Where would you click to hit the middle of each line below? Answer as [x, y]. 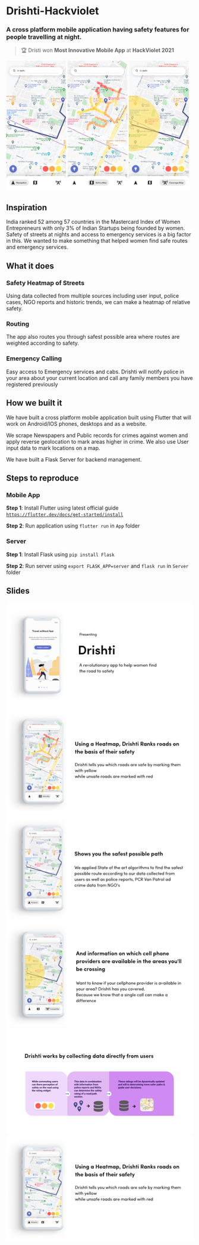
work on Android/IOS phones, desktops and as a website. [77, 423]
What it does [30, 266]
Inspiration [27, 208]
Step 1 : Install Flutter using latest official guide [62, 508]
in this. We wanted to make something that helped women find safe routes [97, 241]
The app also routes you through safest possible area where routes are [93, 337]
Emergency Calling [34, 358]
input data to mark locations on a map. [53, 448]
